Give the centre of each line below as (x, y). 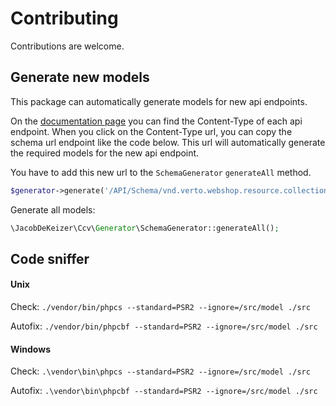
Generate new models (80, 77)
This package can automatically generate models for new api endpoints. (159, 101)
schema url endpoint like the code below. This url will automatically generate (168, 142)
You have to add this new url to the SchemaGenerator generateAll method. (161, 172)
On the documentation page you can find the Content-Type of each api (156, 121)
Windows (30, 349)
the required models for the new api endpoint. (105, 153)
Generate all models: (53, 209)
